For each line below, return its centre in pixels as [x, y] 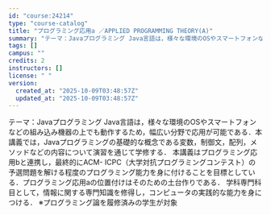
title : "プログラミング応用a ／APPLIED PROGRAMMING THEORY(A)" [111, 31]
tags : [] [23, 46]
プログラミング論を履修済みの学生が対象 [110, 203]
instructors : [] [35, 68]
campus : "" [27, 53]
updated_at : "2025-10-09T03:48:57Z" [77, 98]
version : [23, 83]
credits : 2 [27, 61]
